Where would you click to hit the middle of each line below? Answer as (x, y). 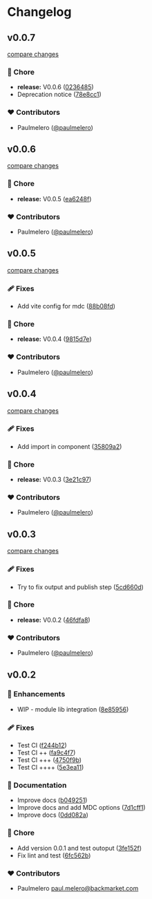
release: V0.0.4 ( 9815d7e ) (54, 339)
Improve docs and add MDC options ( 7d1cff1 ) (82, 808)
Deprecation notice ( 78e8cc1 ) (59, 95)
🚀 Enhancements (36, 694)
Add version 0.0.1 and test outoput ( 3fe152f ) (79, 848)
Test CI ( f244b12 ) (42, 745)
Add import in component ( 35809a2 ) (69, 446)
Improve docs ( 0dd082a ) (53, 815)
